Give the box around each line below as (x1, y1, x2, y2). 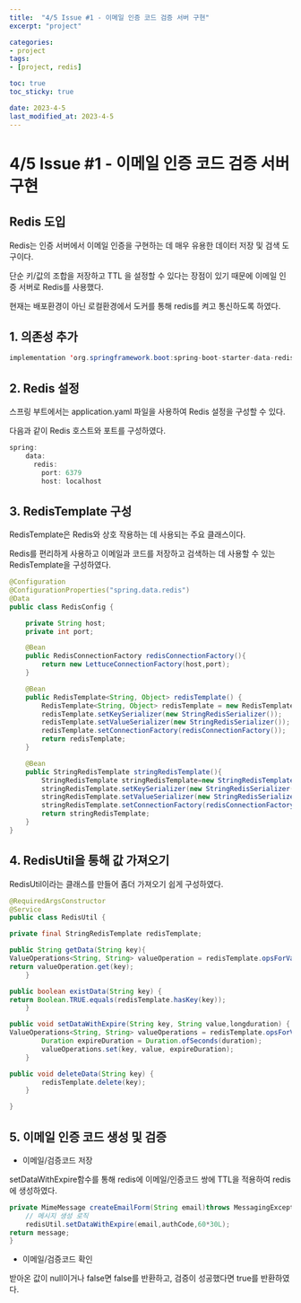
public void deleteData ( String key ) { (9, 1070, 154, 1078)
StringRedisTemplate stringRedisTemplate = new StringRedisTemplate (41, 776, 295, 785)
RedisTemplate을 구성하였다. (9, 559, 112, 570)
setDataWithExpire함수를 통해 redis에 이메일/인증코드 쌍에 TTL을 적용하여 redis (9, 1174, 291, 1184)
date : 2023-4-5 (9, 103, 66, 112)
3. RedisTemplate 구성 (9, 504, 133, 519)
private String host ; (25, 619, 106, 628)
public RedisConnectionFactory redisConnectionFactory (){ (25, 652, 246, 661)
